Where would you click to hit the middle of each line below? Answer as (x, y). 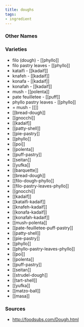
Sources (15, 309)
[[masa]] (21, 296)
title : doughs (20, 10)
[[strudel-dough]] (30, 275)
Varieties (16, 49)
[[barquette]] (25, 170)
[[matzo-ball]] (26, 291)
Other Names (21, 36)
